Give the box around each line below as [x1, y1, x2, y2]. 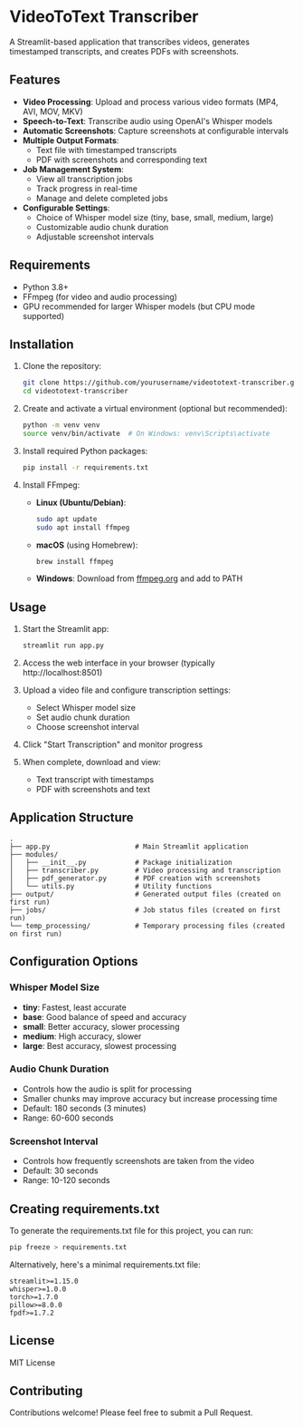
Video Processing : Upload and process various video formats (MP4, [22, 96, 279, 107]
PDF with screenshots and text [35, 784, 151, 795]
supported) [22, 310, 65, 321]
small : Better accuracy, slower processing [22, 1021, 180, 1032]
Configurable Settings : [22, 202, 110, 213]
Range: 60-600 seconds [22, 1112, 115, 1123]
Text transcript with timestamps [35, 774, 155, 785]
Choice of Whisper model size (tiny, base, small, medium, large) [35, 211, 274, 223]
